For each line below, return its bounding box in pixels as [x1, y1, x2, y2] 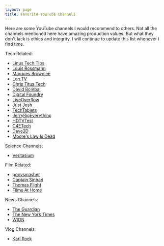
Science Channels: [5, 143, 43, 149]
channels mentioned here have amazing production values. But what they [5, 31, 154, 36]
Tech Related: [5, 50, 33, 57]
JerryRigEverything [12, 112, 52, 118]
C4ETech [12, 123, 31, 128]
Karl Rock [12, 236, 32, 242]
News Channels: [5, 196, 38, 202]
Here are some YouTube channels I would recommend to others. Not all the [5, 25, 157, 31]
